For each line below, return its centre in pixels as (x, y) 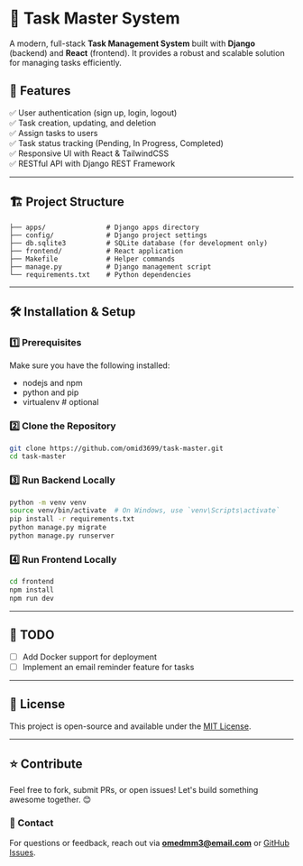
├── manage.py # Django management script (110, 267)
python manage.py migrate (58, 528)
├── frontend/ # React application (96, 251)
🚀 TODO (32, 635)
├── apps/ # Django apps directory (105, 227)
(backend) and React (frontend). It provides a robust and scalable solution (147, 52)
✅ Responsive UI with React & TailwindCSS (89, 153)
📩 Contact (32, 823)
